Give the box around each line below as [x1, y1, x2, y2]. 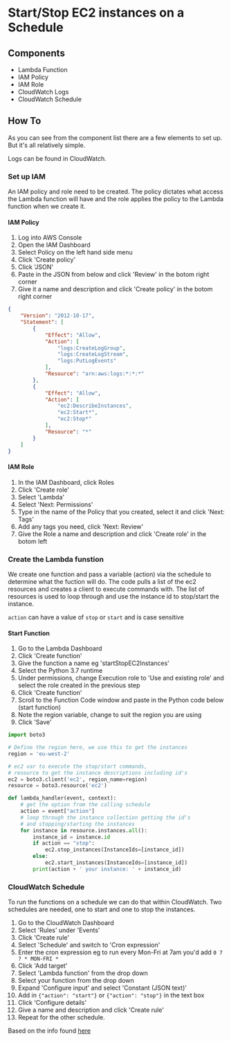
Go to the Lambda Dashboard [17, 644, 102, 653]
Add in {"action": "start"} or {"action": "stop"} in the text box [17, 991, 205, 999]
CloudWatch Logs [17, 88, 69, 96]
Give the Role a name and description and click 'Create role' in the [17, 529, 207, 538]
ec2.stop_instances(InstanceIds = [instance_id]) [44, 846, 185, 854]
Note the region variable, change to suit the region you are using [17, 711, 202, 719]
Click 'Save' [17, 718, 53, 726]
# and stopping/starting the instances [20, 820, 136, 827]
